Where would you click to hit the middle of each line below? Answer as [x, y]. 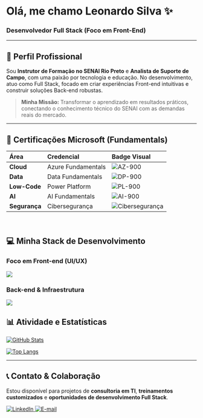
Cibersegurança [70, 206]
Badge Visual [131, 157]
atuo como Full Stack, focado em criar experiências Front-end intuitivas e [98, 84]
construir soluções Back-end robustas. [55, 90]
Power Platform [69, 187]
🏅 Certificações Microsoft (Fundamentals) [87, 139]
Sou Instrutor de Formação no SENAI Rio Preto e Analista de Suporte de [98, 71]
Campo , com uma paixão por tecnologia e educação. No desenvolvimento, [100, 77]
